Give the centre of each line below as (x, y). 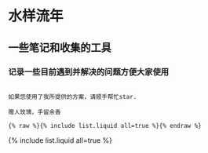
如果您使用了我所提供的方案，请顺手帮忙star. (73, 97)
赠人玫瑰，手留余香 (35, 112)
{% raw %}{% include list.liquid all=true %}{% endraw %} (105, 126)
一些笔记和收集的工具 (60, 47)
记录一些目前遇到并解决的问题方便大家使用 (89, 71)
